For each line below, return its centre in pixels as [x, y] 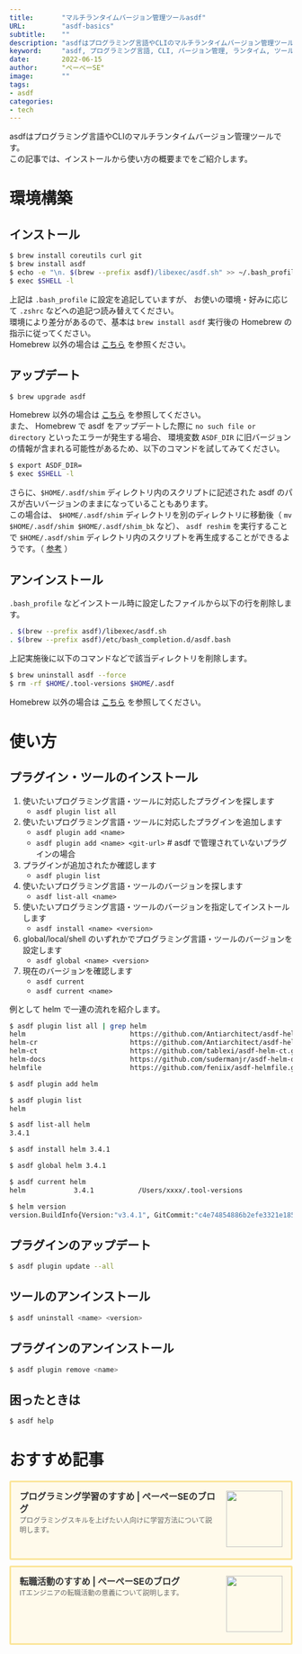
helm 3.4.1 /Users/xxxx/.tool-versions [126, 1190]
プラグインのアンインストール [92, 1348]
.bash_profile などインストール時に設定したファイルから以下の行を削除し [147, 603]
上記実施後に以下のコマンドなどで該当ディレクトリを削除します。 [131, 658]
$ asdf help [31, 1421]
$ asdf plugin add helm [54, 1084]
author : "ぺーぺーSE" [57, 68]
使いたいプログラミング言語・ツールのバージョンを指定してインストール [156, 906]
